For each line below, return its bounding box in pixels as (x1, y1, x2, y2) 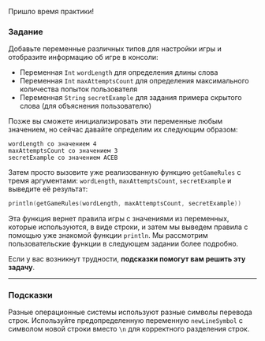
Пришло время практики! (8, 7, 95, 16)
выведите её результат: (8, 184, 88, 194)
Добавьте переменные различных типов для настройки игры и (8, 44, 222, 54)
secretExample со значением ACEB (8, 154, 118, 162)
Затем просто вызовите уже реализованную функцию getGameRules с (8, 168, 241, 177)
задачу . (8, 263, 35, 272)
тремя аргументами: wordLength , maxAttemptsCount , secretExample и (8, 176, 232, 186)
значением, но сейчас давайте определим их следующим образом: (8, 125, 238, 135)
